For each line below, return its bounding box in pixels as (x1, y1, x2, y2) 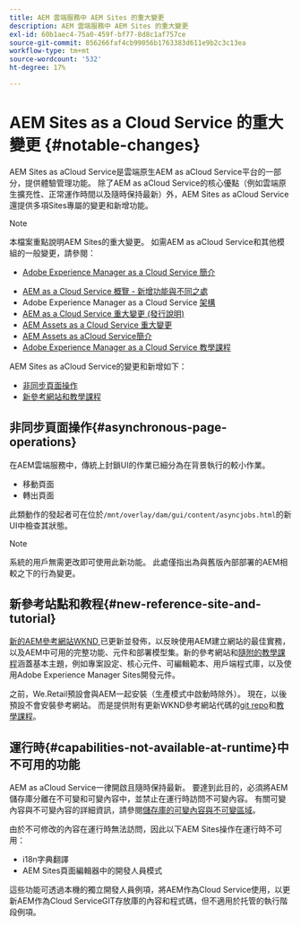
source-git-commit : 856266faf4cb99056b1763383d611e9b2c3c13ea (9, 38, 246, 48)
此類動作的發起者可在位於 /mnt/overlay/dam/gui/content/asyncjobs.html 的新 (9, 509, 292, 520)
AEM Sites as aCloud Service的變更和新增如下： (9, 361, 187, 371)
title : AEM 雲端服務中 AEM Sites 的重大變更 (9, 13, 165, 22)
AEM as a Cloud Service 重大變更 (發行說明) (21, 308, 185, 319)
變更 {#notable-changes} (9, 135, 201, 155)
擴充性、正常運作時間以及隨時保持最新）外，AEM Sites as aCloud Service (16, 188, 289, 199)
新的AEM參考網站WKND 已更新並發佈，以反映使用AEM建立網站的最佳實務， (9, 636, 291, 647)
